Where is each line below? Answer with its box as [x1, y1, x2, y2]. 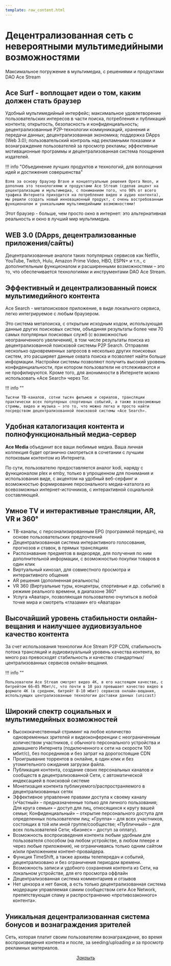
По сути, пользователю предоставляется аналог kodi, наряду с [5, 464, 144, 470]
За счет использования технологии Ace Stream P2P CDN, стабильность [5, 644, 162, 650]
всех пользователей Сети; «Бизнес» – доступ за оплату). [12, 827, 138, 833]
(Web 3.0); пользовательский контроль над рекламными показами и [5, 137, 156, 143]
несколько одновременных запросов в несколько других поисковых [5, 348, 157, 354]
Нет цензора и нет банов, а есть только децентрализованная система [12, 881, 166, 887]
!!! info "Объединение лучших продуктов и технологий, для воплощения [5, 163, 162, 170]
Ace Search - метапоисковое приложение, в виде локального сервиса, [5, 305, 161, 311]
